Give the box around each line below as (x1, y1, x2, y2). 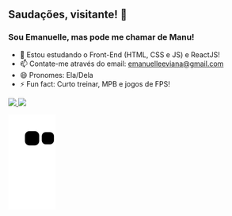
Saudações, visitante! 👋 (8, 8, 127, 21)
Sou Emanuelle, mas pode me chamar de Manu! (8, 32, 195, 43)
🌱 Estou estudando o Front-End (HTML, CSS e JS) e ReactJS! (19, 49, 220, 60)
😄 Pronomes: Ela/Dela (19, 70, 93, 79)
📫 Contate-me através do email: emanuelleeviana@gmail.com (19, 59, 224, 68)
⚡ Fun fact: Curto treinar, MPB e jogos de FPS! (19, 79, 170, 88)
